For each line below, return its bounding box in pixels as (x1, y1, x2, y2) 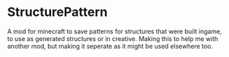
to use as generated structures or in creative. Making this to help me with (7, 34, 218, 42)
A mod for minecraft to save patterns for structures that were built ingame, (7, 27, 222, 35)
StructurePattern (7, 4, 108, 20)
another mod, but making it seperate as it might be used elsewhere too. (7, 42, 214, 50)
